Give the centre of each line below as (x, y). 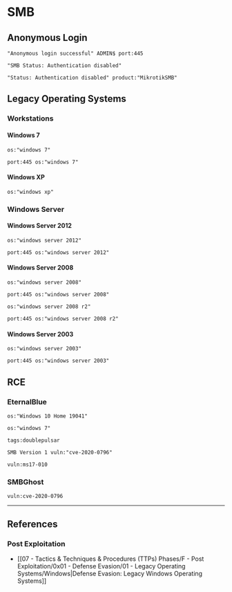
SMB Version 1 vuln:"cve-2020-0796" (60, 452)
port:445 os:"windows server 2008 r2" (63, 319)
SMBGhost (26, 482)
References (32, 524)
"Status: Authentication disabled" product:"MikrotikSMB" (92, 78)
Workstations (30, 118)
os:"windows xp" (30, 192)
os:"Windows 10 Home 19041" (48, 416)
